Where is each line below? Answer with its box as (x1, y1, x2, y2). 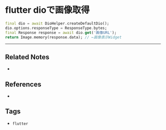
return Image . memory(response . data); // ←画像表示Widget (5, 35, 122, 40)
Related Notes (5, 52, 49, 61)
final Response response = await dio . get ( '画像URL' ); (5, 30, 117, 35)
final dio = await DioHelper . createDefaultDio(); (5, 21, 110, 26)
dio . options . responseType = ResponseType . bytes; (5, 26, 107, 30)
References (5, 80, 41, 88)
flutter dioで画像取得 (5, 4, 90, 16)
